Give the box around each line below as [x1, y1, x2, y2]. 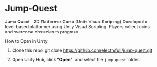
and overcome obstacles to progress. [5, 29, 80, 34]
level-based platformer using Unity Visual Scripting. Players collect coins [5, 23, 150, 29]
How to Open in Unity [5, 38, 48, 44]
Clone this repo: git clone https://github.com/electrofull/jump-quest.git [12, 47, 153, 53]
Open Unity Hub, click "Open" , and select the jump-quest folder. [12, 56, 140, 62]
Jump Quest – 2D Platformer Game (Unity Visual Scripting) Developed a [5, 19, 148, 24]
